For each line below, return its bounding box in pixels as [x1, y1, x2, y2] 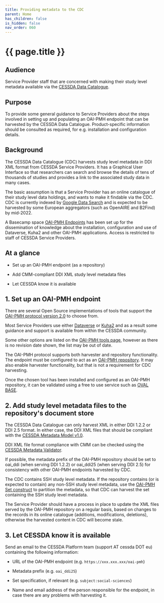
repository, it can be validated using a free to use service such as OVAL [5, 382, 149, 388]
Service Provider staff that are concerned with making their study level [5, 79, 147, 84]
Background [5, 146, 43, 154]
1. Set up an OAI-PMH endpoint [5, 295, 101, 303]
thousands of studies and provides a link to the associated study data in [5, 174, 150, 180]
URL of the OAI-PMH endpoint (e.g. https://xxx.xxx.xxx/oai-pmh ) [12, 559, 145, 564]
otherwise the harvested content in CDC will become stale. [5, 517, 123, 523]
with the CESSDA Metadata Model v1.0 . [5, 433, 84, 438]
